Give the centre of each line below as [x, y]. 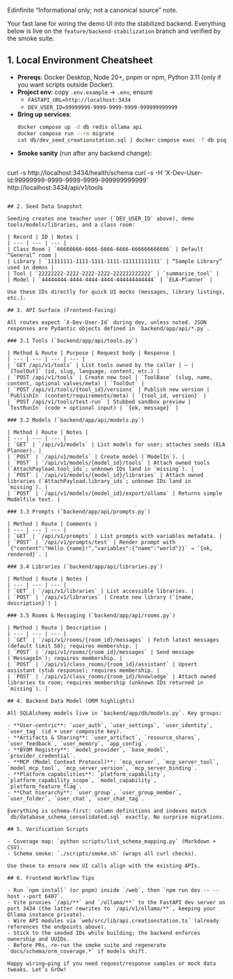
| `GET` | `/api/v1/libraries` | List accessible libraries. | [101, 591]
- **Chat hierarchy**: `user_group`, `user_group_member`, [95, 793]
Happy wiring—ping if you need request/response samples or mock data [112, 964]
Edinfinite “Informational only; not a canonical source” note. [93, 10]
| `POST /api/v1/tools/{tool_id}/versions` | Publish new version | [109, 390]
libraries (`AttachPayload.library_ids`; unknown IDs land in [99, 481]
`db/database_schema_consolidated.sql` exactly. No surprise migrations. [116, 817]
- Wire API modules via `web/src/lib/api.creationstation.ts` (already [113, 921]
